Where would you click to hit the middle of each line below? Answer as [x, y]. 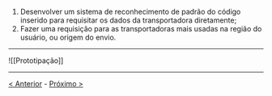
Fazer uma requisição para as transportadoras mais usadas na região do [141, 29]
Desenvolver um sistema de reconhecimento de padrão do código [130, 12]
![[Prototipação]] [36, 61]
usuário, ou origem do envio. [68, 37]
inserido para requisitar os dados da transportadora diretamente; [128, 20]
